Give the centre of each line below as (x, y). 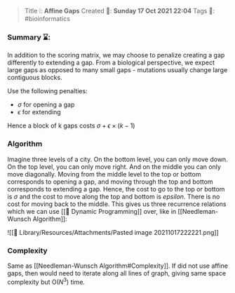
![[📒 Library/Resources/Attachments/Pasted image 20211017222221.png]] (113, 232)
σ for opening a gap (46, 104)
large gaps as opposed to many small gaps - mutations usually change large (117, 70)
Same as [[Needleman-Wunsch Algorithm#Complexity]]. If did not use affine (117, 266)
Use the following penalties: (47, 91)
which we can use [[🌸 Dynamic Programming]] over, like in (92, 211)
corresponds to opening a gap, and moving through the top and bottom (110, 182)
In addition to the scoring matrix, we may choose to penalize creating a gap (116, 55)
